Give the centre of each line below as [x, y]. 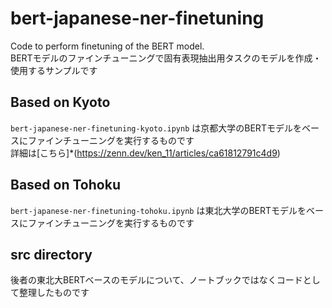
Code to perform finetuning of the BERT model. [107, 46]
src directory [51, 254]
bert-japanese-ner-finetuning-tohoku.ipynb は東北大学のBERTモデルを [158, 210]
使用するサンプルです [54, 70]
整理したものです [54, 293]
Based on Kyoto [60, 102]
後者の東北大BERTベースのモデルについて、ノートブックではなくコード [156, 280]
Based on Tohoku [65, 185]
